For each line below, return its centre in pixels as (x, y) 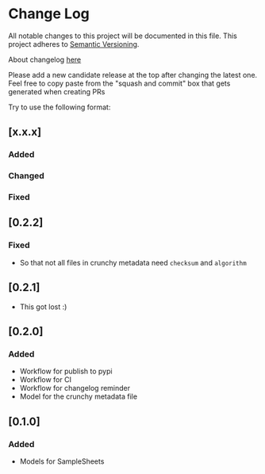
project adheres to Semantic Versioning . (74, 44)
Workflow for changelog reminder (75, 388)
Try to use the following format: (60, 107)
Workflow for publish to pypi (66, 371)
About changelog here (45, 59)
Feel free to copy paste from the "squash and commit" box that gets (119, 83)
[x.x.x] (25, 132)
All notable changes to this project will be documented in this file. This (123, 36)
